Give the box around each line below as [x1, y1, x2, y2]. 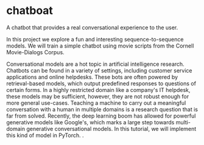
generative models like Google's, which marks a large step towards [6, 118, 175, 126]
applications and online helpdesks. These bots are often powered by [6, 73, 178, 80]
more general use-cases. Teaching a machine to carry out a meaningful [6, 99, 186, 107]
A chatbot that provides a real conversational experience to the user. [6, 24, 178, 31]
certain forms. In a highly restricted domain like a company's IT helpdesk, [6, 86, 191, 93]
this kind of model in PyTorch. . [6, 132, 84, 139]
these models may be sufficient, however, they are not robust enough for [6, 93, 189, 100]
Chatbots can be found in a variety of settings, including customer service [6, 66, 192, 74]
